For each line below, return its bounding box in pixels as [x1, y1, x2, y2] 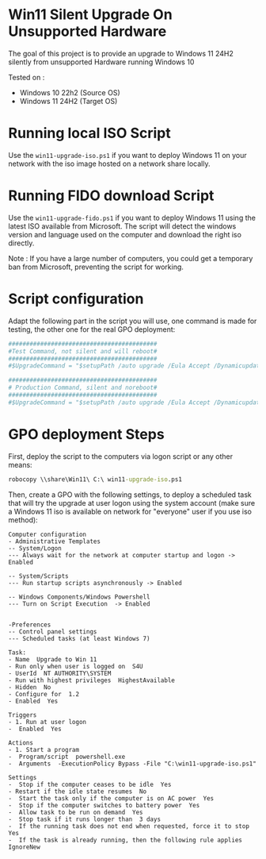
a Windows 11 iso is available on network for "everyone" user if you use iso [8, 507, 252, 516]
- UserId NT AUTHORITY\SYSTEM [8, 669, 112, 677]
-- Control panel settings [8, 627, 97, 636]
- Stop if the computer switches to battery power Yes [8, 801, 200, 809]
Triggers [8, 711, 37, 719]
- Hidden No [8, 683, 51, 691]
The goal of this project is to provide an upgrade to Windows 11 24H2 [8, 48, 234, 58]
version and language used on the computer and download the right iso [8, 229, 241, 239]
